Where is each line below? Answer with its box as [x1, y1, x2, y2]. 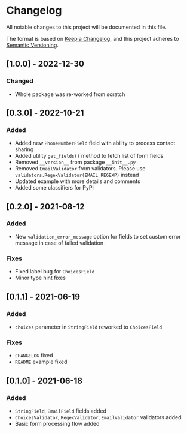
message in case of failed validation [14, 239, 103, 246]
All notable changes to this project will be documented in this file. [6, 23, 167, 31]
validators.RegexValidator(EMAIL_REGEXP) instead [14, 172, 139, 179]
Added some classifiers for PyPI [14, 184, 94, 191]
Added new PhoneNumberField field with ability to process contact [14, 139, 176, 147]
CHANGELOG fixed [14, 352, 53, 359]
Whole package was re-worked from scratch [14, 91, 125, 98]
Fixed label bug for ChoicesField [14, 268, 95, 275]
